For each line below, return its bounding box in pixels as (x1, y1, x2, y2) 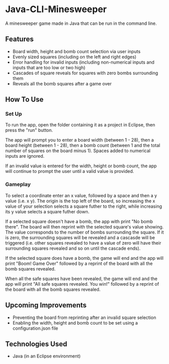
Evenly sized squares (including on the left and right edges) (12, 54, 137, 60)
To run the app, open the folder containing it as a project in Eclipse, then (5, 122, 155, 128)
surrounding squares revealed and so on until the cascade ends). (5, 245, 141, 251)
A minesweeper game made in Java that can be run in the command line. (5, 20, 157, 26)
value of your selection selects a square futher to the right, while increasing (5, 203, 162, 209)
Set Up (5, 110, 22, 117)
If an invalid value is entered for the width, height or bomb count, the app (5, 163, 157, 169)
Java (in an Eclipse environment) (12, 353, 81, 359)
